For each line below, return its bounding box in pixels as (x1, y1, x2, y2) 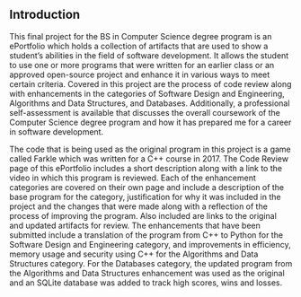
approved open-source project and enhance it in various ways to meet (9, 69, 270, 80)
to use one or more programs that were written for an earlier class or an (9, 59, 275, 70)
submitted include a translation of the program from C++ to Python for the (9, 229, 284, 240)
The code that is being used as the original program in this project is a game (9, 144, 292, 154)
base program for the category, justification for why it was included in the (9, 191, 281, 202)
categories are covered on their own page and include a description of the (9, 181, 285, 192)
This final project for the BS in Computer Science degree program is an (9, 31, 272, 41)
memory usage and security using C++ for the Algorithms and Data (9, 249, 259, 259)
